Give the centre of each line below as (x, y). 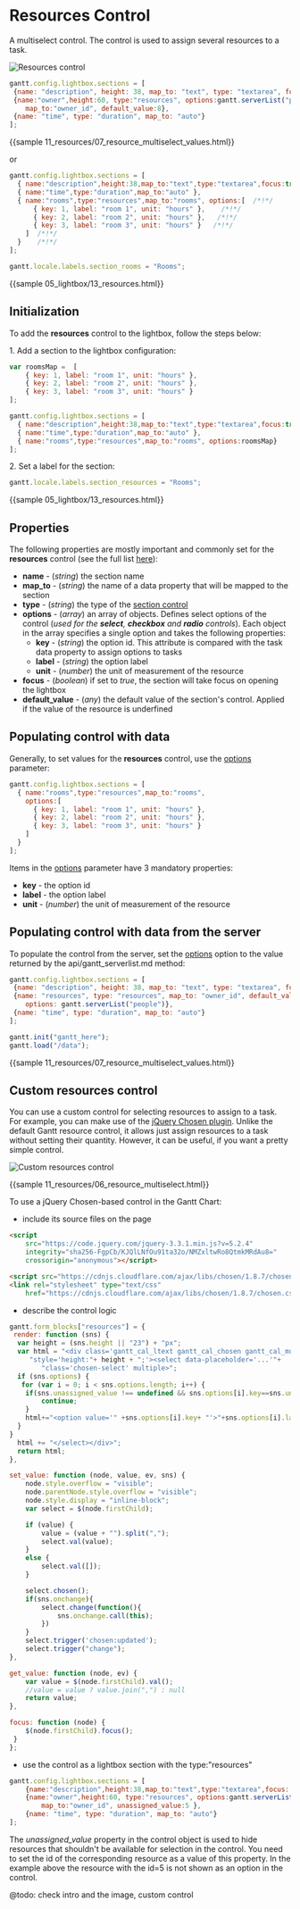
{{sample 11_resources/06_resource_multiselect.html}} (109, 1185)
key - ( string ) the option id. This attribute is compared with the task (159, 643)
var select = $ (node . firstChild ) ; (89, 1509)
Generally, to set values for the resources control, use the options (130, 758)
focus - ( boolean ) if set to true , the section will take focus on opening (150, 680)
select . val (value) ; (78, 1541)
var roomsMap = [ (43, 367)
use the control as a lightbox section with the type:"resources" (137, 1764)
